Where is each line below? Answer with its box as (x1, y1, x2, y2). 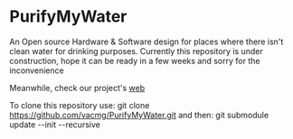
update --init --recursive (9, 119, 101, 130)
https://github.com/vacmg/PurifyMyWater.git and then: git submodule (9, 109, 269, 120)
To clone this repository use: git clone (9, 99, 150, 110)
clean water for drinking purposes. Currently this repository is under (9, 45, 264, 56)
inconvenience (9, 65, 65, 76)
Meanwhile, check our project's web (9, 82, 146, 93)
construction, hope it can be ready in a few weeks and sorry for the (9, 55, 260, 66)
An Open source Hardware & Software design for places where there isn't (9, 36, 284, 47)
